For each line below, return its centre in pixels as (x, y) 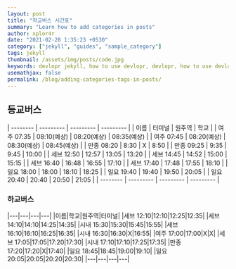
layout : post (26, 14)
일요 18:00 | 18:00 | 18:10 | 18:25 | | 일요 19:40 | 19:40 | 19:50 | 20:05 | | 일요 (115, 172)
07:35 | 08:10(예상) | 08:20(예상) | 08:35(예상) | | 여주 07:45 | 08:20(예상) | (120, 137)
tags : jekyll (26, 54)
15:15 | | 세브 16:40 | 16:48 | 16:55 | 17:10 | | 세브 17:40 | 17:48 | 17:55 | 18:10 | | (118, 163)
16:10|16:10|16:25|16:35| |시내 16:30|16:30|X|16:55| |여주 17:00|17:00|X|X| (112, 234)
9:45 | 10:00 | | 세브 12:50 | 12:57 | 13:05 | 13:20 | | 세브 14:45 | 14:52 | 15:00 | (117, 154)
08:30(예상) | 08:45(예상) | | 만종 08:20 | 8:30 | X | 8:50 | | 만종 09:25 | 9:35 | (117, 146)
